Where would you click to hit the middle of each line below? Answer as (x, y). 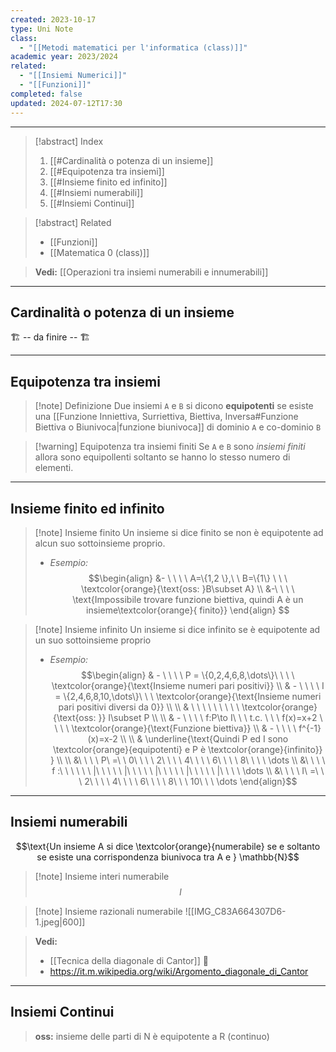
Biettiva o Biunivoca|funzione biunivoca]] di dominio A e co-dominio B (178, 427)
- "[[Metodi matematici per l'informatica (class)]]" (133, 47)
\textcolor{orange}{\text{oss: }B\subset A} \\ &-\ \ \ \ (187, 588)
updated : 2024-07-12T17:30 (66, 103)
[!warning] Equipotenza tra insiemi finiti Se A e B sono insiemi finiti (170, 447)
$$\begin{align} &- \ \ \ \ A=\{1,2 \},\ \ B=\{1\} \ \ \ (188, 578)
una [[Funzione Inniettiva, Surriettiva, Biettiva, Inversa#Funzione (166, 417)
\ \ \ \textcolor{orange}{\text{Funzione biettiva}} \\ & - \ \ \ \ (175, 728)
